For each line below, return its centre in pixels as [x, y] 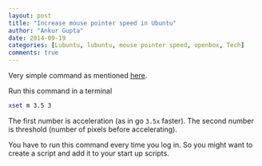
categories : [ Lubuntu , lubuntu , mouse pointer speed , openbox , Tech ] [127, 45]
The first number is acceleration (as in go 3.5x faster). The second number [131, 121]
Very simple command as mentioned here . [78, 75]
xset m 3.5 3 [30, 105]
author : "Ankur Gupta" [46, 30]
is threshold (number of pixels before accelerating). [93, 129]
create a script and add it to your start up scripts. [89, 153]
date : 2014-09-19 [37, 38]
